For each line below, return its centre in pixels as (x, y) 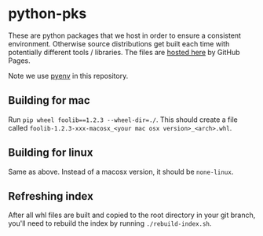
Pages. (19, 61)
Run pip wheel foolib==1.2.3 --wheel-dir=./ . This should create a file (123, 120)
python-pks (47, 14)
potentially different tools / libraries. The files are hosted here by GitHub (124, 52)
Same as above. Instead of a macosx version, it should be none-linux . (121, 171)
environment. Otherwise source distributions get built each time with (119, 43)
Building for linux (51, 153)
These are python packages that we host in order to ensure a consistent (125, 35)
